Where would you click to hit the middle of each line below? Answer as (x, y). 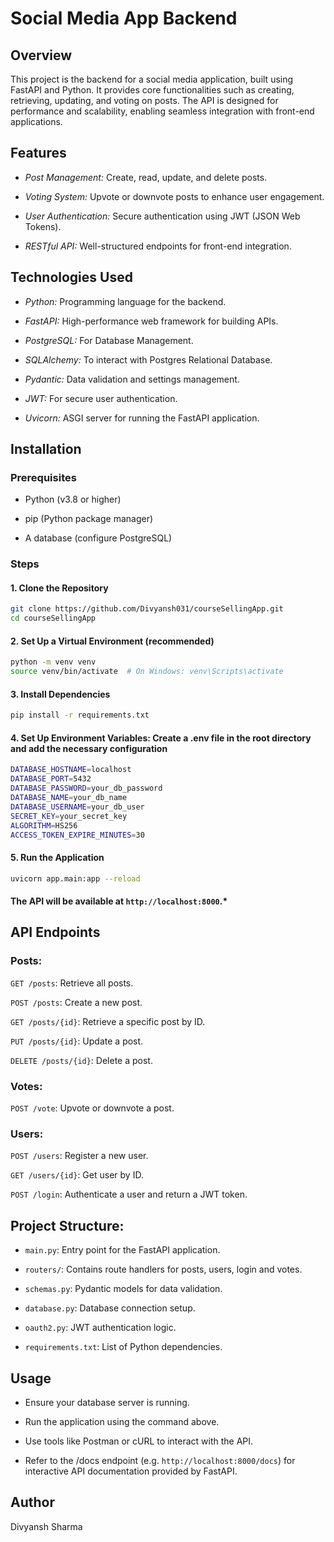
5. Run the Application (57, 858)
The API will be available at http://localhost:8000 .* (119, 901)
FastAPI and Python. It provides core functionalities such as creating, (152, 90)
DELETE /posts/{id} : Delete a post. (81, 1060)
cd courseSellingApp (53, 618)
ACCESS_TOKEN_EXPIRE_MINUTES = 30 (77, 835)
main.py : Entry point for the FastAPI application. (122, 1250)
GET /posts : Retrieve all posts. (72, 983)
